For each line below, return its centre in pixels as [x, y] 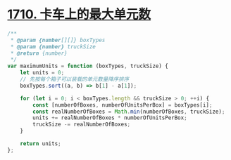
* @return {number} [39, 53]
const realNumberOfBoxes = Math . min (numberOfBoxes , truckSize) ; [129, 112]
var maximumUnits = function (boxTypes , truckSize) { [88, 66]
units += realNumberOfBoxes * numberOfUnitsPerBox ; [110, 118]
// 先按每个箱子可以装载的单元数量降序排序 [75, 79]
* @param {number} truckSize [53, 46]
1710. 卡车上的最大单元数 [79, 14]
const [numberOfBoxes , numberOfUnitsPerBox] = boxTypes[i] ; [123, 105]
